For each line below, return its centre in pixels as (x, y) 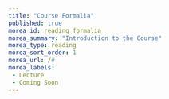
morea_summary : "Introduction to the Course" (85, 38)
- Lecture (28, 75)
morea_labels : (32, 68)
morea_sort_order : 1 (43, 53)
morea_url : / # (32, 61)
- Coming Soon (35, 82)
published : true (35, 23)
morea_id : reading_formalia (55, 30)
